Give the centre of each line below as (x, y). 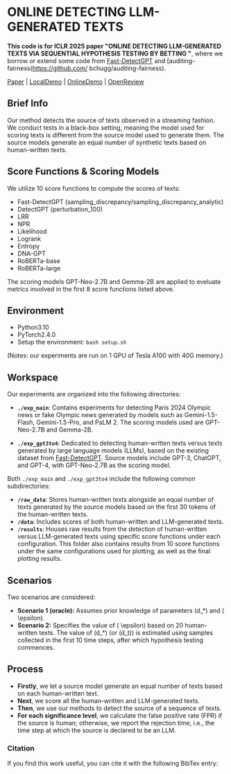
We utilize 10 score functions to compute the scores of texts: (94, 188)
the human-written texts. (52, 514)
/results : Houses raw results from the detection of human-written (112, 529)
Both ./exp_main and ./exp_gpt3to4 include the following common (101, 479)
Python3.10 (33, 328)
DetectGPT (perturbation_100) (60, 209)
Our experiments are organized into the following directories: (94, 394)
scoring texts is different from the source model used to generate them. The (115, 135)
